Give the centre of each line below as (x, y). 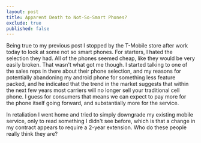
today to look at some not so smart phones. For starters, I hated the (89, 52)
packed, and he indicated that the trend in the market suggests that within (97, 84)
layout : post (22, 12)
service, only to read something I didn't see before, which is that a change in (101, 121)
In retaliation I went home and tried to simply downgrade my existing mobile (100, 115)
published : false (28, 29)
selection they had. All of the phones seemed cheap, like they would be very (100, 58)
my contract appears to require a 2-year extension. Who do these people (97, 127)
